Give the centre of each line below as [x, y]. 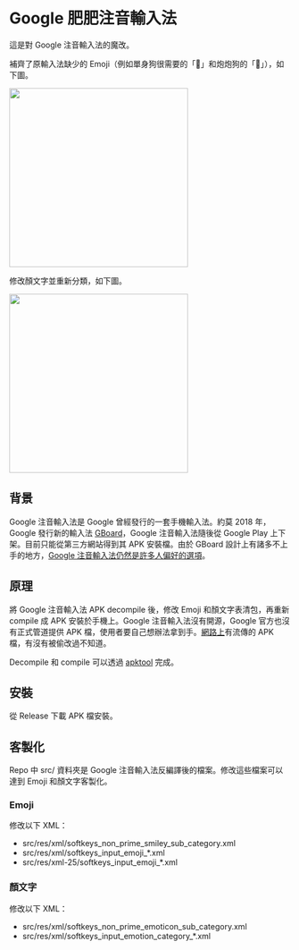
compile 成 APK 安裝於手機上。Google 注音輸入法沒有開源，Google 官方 [142, 620]
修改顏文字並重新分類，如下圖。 [68, 280]
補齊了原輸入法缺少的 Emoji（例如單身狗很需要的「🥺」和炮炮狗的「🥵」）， [143, 64]
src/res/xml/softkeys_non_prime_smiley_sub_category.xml [129, 844]
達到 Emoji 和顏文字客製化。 [61, 781]
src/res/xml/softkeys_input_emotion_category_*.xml [116, 936]
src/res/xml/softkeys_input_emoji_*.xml [93, 853]
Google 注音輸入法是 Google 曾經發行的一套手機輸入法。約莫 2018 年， [140, 522]
